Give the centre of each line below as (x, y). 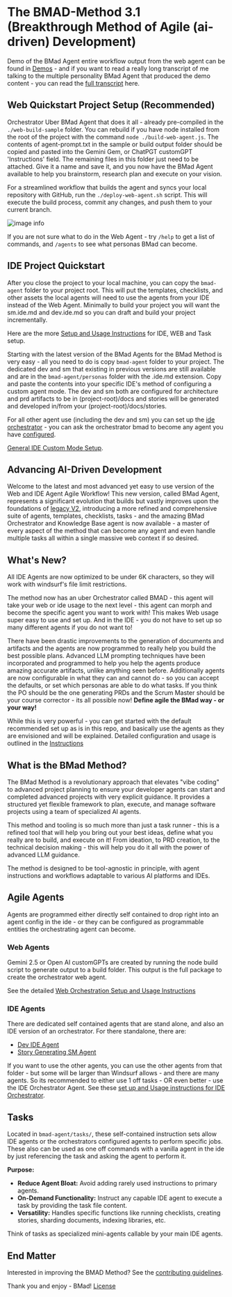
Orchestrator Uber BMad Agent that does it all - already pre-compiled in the (116, 122)
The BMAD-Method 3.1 (74, 12)
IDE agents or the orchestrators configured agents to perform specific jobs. (115, 1142)
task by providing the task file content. (72, 1206)
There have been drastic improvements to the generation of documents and (116, 641)
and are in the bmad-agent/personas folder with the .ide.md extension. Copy (115, 376)
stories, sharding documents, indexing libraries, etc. (91, 1220)
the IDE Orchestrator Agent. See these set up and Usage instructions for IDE (116, 1088)
